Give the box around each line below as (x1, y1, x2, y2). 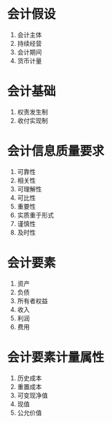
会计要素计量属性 (7, 349, 105, 365)
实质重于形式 (17, 211, 54, 219)
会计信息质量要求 (7, 144, 105, 159)
